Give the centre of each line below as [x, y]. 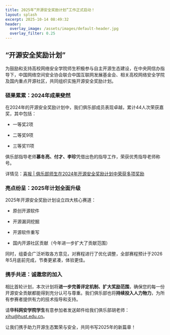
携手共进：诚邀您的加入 [34, 275]
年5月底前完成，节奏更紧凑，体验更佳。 [47, 260]
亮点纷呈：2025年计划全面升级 [43, 188]
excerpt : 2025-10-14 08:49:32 [37, 19]
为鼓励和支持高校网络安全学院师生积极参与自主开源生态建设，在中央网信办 [83, 68]
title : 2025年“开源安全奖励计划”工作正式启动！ [50, 10]
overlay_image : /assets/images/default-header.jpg [64, 29]
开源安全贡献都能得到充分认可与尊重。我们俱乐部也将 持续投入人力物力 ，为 [83, 293]
